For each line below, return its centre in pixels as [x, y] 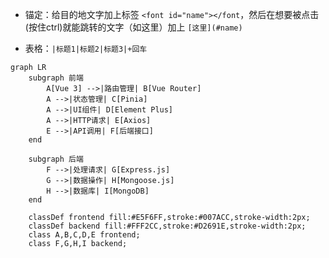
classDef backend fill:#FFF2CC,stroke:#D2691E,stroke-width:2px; [167, 226]
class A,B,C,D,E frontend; [84, 235]
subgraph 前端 [56, 78]
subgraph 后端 [56, 159]
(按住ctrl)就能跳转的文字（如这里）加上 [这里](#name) [133, 27]
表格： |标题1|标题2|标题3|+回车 [86, 48]
